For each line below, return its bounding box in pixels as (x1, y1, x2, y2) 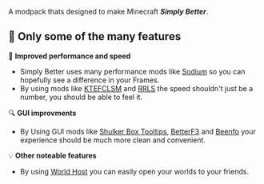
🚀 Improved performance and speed (8, 51, 131, 61)
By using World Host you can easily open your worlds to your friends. (19, 166, 250, 176)
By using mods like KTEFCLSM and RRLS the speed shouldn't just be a (19, 83, 254, 93)
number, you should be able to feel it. (19, 92, 142, 102)
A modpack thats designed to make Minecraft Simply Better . (8, 7, 209, 16)
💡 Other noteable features (8, 150, 98, 160)
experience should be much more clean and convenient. (19, 135, 206, 145)
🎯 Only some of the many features (8, 30, 182, 43)
